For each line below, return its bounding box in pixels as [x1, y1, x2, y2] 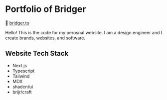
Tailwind [12, 73, 30, 79]
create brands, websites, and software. [5, 35, 86, 41]
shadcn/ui [12, 84, 33, 90]
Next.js [12, 62, 27, 68]
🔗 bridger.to [5, 20, 30, 26]
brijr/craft [12, 89, 32, 95]
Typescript [12, 68, 35, 74]
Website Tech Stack [5, 49, 69, 58]
